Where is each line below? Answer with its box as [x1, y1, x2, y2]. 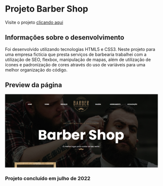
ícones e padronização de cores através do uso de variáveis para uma [5, 62, 146, 67]
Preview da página [5, 81, 62, 89]
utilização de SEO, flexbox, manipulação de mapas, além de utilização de [5, 57, 151, 62]
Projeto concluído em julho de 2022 [5, 175, 91, 182]
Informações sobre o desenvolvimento [5, 33, 125, 42]
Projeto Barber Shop [5, 3, 88, 15]
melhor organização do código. [5, 67, 68, 73]
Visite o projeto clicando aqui [5, 19, 64, 25]
